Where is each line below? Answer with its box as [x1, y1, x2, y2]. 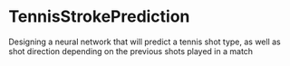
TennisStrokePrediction [8, 6, 190, 27]
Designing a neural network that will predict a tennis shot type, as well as [8, 36, 282, 47]
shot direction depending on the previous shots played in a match [8, 45, 254, 56]
